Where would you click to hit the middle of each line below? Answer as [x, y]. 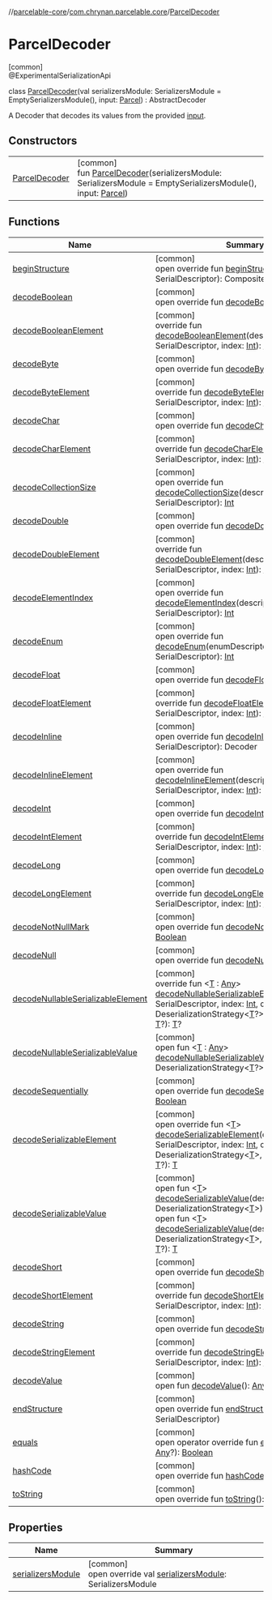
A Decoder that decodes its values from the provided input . [107, 115]
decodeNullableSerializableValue [75, 1052]
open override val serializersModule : [157, 1574]
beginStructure [41, 268]
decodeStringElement [54, 1352]
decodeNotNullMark [51, 927]
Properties [36, 1527]
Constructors [43, 141]
